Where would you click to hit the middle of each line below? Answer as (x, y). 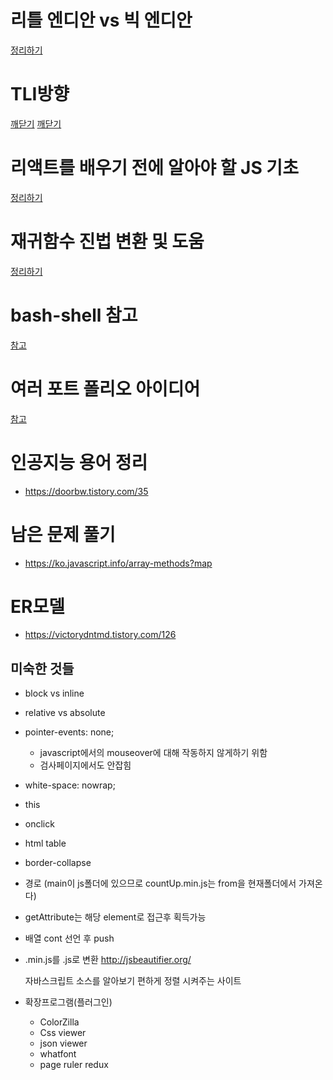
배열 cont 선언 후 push (69, 938)
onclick (39, 824)
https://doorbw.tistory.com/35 (86, 491)
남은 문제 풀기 (63, 534)
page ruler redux (74, 1065)
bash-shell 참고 (74, 315)
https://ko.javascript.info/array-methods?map (118, 563)
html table (45, 843)
